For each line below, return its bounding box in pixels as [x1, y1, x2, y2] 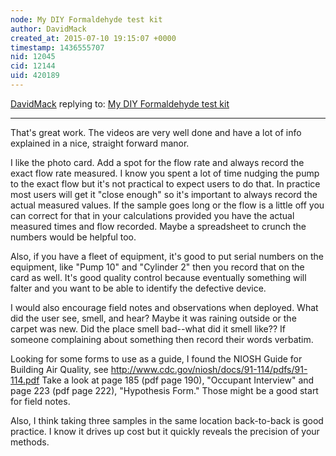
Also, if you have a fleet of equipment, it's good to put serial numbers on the [10, 250, 324, 262]
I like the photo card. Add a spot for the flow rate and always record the [10, 156, 305, 168]
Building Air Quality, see [10, 363, 109, 375]
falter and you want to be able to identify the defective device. [10, 282, 267, 294]
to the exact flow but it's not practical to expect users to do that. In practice [10, 177, 321, 190]
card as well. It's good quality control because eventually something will [10, 271, 307, 283]
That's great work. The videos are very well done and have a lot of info [10, 126, 302, 138]
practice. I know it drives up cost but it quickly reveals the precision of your [10, 425, 320, 437]
